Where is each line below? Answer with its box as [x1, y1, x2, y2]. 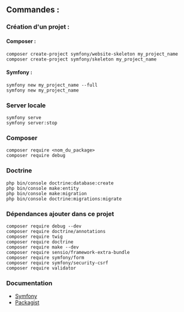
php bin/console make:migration [6, 190, 87, 196]
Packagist [14, 299, 40, 306]
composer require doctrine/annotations [6, 228, 106, 234]
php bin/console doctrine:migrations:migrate [6, 196, 122, 202]
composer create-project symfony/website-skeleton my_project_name [6, 51, 179, 57]
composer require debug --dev [6, 223, 82, 229]
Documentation [6, 278, 53, 287]
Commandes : [6, 5, 60, 15]
